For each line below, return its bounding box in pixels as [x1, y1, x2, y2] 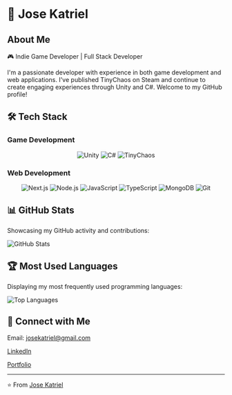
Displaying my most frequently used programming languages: [7, 282, 183, 290]
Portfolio [7, 361, 32, 369]
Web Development [7, 168, 71, 178]
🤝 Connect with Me [7, 316, 91, 327]
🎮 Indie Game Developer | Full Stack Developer [7, 52, 143, 61]
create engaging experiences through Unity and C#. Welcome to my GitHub [7, 83, 222, 91]
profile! [7, 90, 28, 99]
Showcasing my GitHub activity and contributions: [7, 226, 150, 234]
